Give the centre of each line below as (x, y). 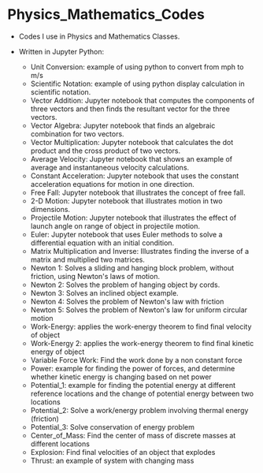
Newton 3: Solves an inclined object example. (104, 292)
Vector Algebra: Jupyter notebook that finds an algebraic (123, 125)
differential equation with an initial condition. (102, 243)
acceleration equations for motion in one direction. (112, 184)
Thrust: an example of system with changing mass (112, 460)
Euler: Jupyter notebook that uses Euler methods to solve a (126, 234)
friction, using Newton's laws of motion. (95, 276)
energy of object (57, 352)
